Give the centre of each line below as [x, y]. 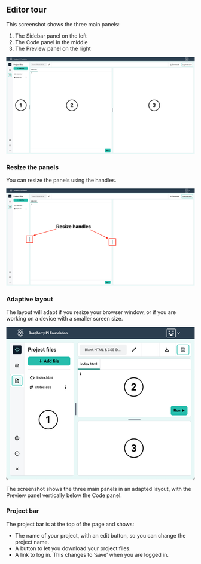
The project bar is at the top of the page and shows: [70, 524]
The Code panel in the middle [51, 42]
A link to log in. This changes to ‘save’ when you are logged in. [92, 554]
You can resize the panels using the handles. [61, 180]
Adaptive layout [30, 299]
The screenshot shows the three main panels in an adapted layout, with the [99, 489]
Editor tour [26, 10]
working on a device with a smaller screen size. [65, 319]
